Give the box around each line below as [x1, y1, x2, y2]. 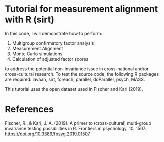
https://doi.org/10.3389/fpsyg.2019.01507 [5, 131, 91, 137]
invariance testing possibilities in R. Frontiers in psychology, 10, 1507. [5, 125, 146, 131]
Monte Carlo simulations [12, 51, 63, 57]
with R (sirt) [5, 14, 55, 25]
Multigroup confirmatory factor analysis [12, 40, 94, 46]
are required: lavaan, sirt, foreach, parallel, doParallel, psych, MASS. [5, 76, 145, 82]
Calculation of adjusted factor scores [12, 56, 89, 62]
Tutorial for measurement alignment [5, 3, 158, 15]
